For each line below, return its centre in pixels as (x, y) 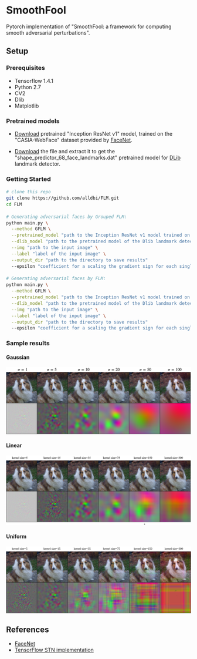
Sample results (28, 343)
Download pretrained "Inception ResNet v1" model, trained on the (94, 133)
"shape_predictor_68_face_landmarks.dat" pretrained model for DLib (97, 157)
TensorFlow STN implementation (54, 650)
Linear (14, 446)
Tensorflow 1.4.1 (34, 80)
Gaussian (18, 357)
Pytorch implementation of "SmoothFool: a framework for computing (89, 26)
